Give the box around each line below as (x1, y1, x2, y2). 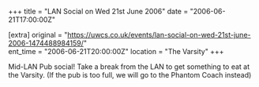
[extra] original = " (8, 31, 68, 39)
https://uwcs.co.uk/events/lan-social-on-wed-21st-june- (66, 31, 251, 39)
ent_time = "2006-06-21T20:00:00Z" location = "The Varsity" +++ (8, 47, 224, 56)
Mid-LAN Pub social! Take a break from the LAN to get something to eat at (8, 62, 250, 71)
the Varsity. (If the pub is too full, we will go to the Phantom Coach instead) (8, 71, 252, 79)
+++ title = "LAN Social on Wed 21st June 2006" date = (8, 7, 189, 16)
